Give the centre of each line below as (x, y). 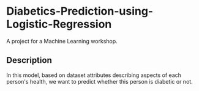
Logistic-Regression (59, 24)
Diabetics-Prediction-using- (80, 11)
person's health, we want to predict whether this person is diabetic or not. (99, 81)
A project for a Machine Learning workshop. (62, 41)
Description (29, 60)
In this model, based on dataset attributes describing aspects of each (94, 75)
